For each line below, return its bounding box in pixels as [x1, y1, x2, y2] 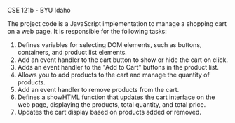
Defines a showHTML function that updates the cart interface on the [17, 93, 215, 101]
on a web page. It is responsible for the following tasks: [7, 27, 167, 35]
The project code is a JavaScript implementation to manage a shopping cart [7, 20, 227, 27]
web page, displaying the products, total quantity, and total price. [17, 101, 206, 108]
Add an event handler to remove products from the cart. [17, 86, 180, 93]
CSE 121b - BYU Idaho [7, 6, 72, 14]
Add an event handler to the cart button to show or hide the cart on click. [17, 56, 228, 64]
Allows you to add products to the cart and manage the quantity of [17, 70, 210, 79]
